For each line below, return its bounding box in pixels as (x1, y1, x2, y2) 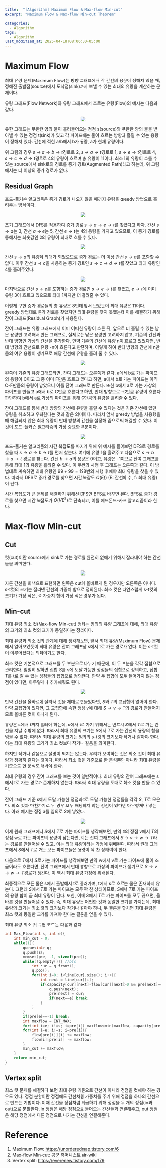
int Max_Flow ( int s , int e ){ (5, 931, 65, 936)
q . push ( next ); (49, 986, 79, 992)
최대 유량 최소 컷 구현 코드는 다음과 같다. (5, 922, 83, 927)
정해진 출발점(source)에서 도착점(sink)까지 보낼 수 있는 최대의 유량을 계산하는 (5, 83, 155, 89)
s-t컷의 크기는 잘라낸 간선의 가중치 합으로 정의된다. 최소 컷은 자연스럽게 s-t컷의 (5, 586, 158, 593)
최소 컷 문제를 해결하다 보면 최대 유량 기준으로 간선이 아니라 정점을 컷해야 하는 (5, 1087, 156, 1093)
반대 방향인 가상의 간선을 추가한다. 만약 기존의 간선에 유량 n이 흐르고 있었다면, (5, 338, 155, 344)
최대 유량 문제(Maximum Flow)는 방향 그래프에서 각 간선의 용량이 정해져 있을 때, (5, 77, 160, 83)
